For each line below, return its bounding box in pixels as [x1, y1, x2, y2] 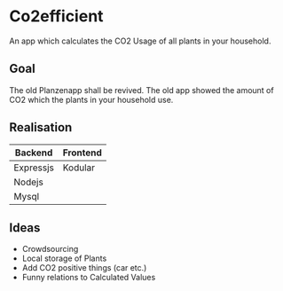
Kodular [62, 161, 96, 174]
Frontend [62, 146, 102, 159]
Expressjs [13, 161, 55, 174]
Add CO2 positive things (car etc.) [21, 263, 147, 273]
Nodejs [13, 176, 44, 188]
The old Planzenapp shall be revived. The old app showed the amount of [9, 84, 274, 95]
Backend [14, 146, 53, 159]
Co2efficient [9, 6, 104, 27]
